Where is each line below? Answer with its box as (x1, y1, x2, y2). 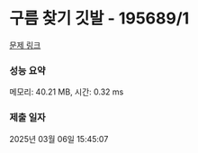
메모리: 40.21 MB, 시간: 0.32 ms (9, 86, 124, 97)
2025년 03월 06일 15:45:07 (9, 133, 109, 144)
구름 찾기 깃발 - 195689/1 (9, 8, 190, 29)
